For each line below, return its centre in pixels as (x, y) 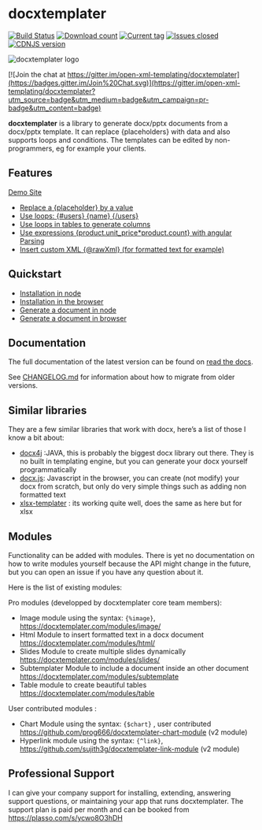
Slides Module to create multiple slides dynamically (103, 651)
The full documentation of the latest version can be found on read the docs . (131, 362)
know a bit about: (36, 437)
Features (30, 173)
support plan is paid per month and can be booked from (99, 810)
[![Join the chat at (37, 74)
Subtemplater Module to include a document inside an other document (134, 668)
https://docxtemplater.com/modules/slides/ (90, 660)
